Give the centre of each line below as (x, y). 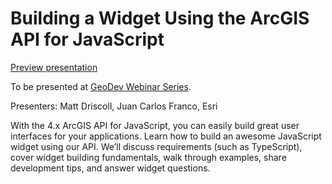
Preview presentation (54, 67)
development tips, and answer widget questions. (110, 168)
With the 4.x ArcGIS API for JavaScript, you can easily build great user (155, 125)
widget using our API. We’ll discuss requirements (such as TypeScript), (156, 146)
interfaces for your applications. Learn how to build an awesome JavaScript (166, 136)
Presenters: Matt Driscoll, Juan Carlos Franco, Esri (114, 106)
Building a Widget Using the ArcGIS (160, 18)
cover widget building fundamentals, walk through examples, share (148, 157)
